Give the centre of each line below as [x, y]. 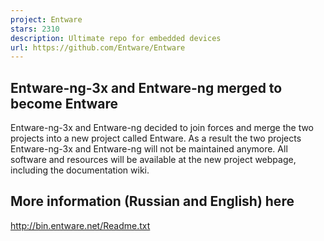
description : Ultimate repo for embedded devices [116, 38]
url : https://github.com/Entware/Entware [98, 47]
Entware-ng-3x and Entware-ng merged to [146, 87]
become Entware [64, 103]
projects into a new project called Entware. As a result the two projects [156, 138]
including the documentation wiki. [80, 170]
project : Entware [46, 19]
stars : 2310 [35, 29]
